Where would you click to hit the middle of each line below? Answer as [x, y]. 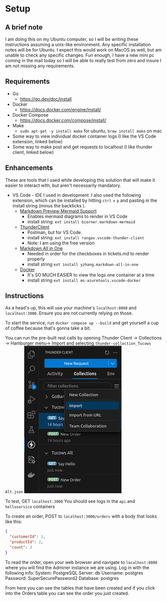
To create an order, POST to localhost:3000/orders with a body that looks [81, 516]
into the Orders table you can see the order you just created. [67, 593]
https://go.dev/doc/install [46, 99]
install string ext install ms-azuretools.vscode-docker [84, 280]
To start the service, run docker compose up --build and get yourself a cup [82, 323]
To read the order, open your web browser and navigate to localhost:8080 [81, 562]
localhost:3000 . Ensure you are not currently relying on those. [69, 313]
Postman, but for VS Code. [55, 232]
